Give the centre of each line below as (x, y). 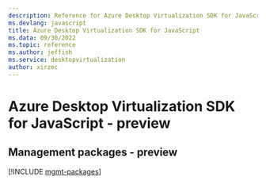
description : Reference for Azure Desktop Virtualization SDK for (120, 15)
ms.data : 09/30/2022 (42, 38)
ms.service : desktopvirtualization (67, 60)
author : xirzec (33, 67)
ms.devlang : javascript (47, 23)
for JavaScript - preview (89, 123)
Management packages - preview (93, 153)
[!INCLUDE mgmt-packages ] (55, 171)
